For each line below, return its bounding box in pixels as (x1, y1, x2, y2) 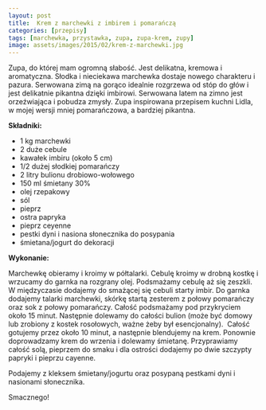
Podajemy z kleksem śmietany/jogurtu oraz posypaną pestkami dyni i (8, 369, 236, 378)
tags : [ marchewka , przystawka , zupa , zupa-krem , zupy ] (8, 33, 194, 42)
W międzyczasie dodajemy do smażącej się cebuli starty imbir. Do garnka (8, 286, 250, 295)
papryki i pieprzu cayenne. (8, 353, 96, 363)
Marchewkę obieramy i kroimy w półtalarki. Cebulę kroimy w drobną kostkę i (8, 268, 259, 279)
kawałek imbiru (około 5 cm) (19, 153, 113, 163)
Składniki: (8, 121, 42, 131)
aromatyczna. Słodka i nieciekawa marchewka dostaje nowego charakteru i (8, 72, 256, 81)
